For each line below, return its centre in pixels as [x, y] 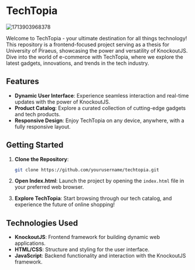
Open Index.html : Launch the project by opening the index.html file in [99, 181]
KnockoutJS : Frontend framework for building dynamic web [87, 237]
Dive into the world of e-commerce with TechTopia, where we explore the [95, 57]
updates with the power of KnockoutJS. [62, 102]
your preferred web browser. [49, 187]
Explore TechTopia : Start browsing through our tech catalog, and [93, 198]
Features [23, 82]
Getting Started [35, 145]
